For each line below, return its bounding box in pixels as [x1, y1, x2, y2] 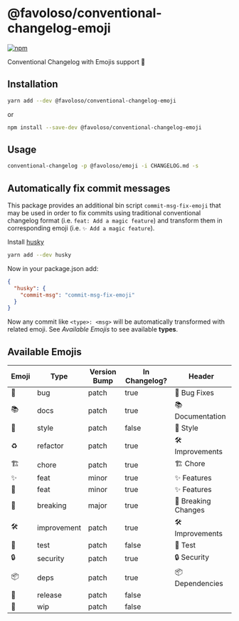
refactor [36, 441, 64, 451]
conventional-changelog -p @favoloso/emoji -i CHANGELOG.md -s [7, 163, 199, 170]
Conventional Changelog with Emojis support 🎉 [7, 57, 146, 66]
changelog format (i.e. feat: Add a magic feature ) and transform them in [7, 216, 223, 225]
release [36, 590, 63, 600]
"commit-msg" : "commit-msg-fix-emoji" [20, 291, 135, 299]
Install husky [7, 237, 45, 246]
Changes [174, 505, 205, 515]
